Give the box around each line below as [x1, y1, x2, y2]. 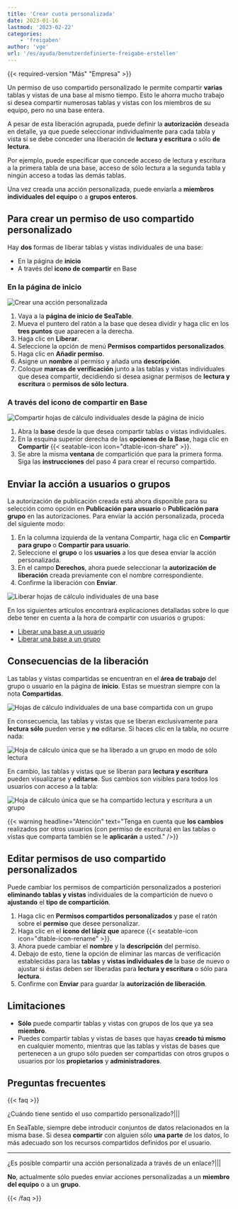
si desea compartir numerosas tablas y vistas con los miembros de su [7, 98, 211, 106]
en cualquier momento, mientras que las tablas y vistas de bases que [17, 1041, 220, 1050]
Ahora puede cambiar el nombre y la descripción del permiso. [17, 941, 200, 950]
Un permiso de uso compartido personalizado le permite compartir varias [7, 83, 223, 92]
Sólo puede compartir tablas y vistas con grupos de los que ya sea [17, 1019, 214, 1027]
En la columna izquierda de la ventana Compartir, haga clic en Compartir [17, 533, 231, 542]
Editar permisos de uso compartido [7, 853, 166, 865]
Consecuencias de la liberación [7, 655, 149, 667]
